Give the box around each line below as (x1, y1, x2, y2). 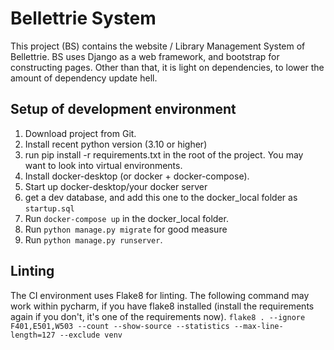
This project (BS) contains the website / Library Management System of (10, 40, 306, 52)
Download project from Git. (24, 127, 137, 139)
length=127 (10, 330, 56, 340)
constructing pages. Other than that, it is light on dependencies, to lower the (10, 61, 325, 73)
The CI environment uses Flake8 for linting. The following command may (10, 289, 310, 301)
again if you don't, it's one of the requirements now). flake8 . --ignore (10, 310, 306, 322)
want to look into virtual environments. (24, 159, 183, 171)
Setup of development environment (10, 101, 237, 118)
